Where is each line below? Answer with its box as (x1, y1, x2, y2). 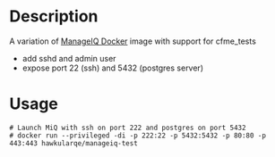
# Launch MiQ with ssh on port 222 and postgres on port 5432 (9, 123, 246, 132)
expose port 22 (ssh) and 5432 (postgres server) (21, 62, 204, 73)
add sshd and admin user (21, 53, 116, 63)
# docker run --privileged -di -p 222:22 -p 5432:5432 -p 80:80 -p (9, 131, 267, 140)
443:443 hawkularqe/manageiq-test (9, 138, 139, 148)
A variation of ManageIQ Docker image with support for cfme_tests (9, 36, 257, 46)
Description (9, 6, 99, 27)
